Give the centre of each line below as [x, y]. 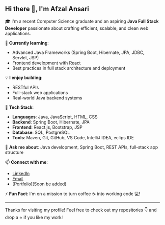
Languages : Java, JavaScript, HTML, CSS [55, 117]
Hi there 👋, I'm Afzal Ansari [47, 9]
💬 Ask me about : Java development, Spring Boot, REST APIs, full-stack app [82, 147]
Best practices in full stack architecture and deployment [69, 68]
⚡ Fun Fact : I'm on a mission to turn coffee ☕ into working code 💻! [73, 194]
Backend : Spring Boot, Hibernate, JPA [51, 122]
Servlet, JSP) [26, 57]
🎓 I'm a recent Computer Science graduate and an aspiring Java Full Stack [82, 21]
